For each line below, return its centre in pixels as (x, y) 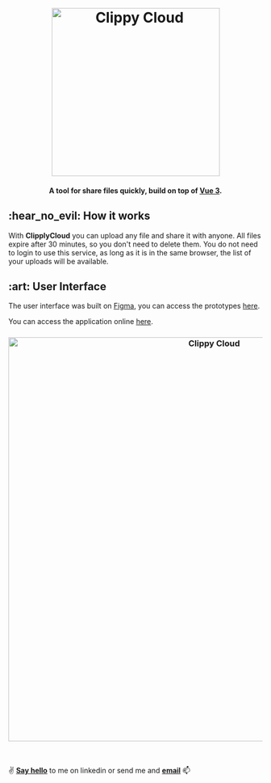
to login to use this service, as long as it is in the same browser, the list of (130, 252)
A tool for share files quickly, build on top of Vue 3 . (135, 190)
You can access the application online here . (81, 322)
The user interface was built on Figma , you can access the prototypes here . (134, 306)
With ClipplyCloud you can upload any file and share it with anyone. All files (135, 235)
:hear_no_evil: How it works (79, 216)
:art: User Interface (57, 286)
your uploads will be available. (58, 261)
